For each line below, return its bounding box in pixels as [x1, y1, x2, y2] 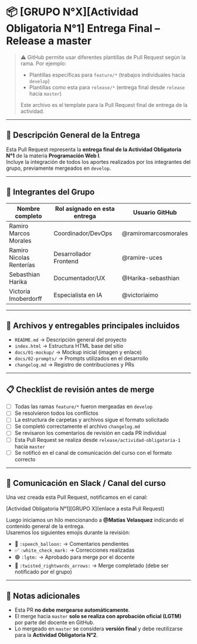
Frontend [53, 257, 79, 265]
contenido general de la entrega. [6, 523, 85, 530]
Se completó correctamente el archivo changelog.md [14, 423, 141, 430]
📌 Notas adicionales [6, 591, 80, 601]
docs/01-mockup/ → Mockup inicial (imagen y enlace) [14, 348, 142, 356]
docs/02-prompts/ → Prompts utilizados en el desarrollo [14, 355, 148, 362]
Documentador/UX [53, 274, 106, 282]
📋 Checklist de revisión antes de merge [6, 384, 155, 394]
